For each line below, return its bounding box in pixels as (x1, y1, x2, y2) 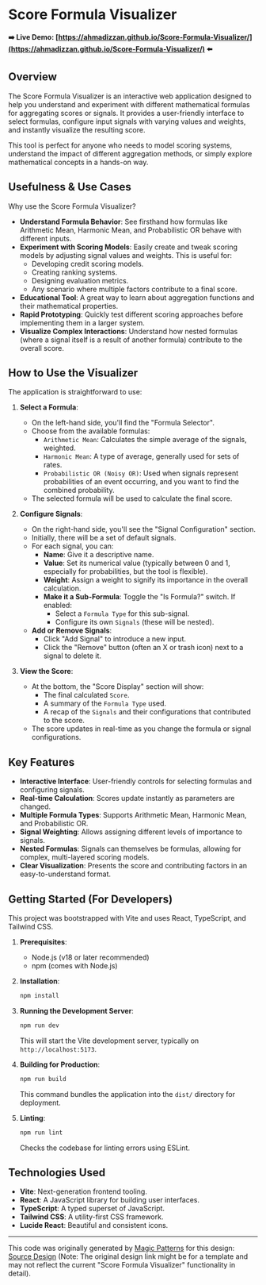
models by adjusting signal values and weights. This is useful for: (19, 250, 232, 260)
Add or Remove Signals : (31, 625, 112, 636)
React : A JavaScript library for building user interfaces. (19, 1195, 200, 1205)
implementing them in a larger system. (19, 317, 145, 327)
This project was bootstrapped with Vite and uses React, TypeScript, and (8, 914, 247, 922)
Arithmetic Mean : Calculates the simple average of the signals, (43, 435, 247, 444)
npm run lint (19, 1129, 63, 1137)
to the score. (43, 716, 85, 725)
